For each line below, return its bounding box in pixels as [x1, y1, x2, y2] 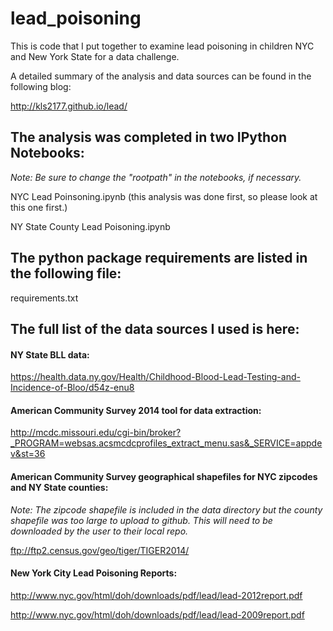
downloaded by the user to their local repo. [10, 525, 189, 537]
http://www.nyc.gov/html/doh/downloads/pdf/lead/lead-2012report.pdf [10, 589, 303, 601]
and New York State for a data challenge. [10, 50, 180, 62]
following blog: [10, 80, 72, 92]
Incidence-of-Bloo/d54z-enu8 [10, 382, 135, 394]
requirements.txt [10, 292, 79, 304]
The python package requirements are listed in [10, 250, 308, 267]
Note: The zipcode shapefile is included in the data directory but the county [10, 503, 323, 516]
